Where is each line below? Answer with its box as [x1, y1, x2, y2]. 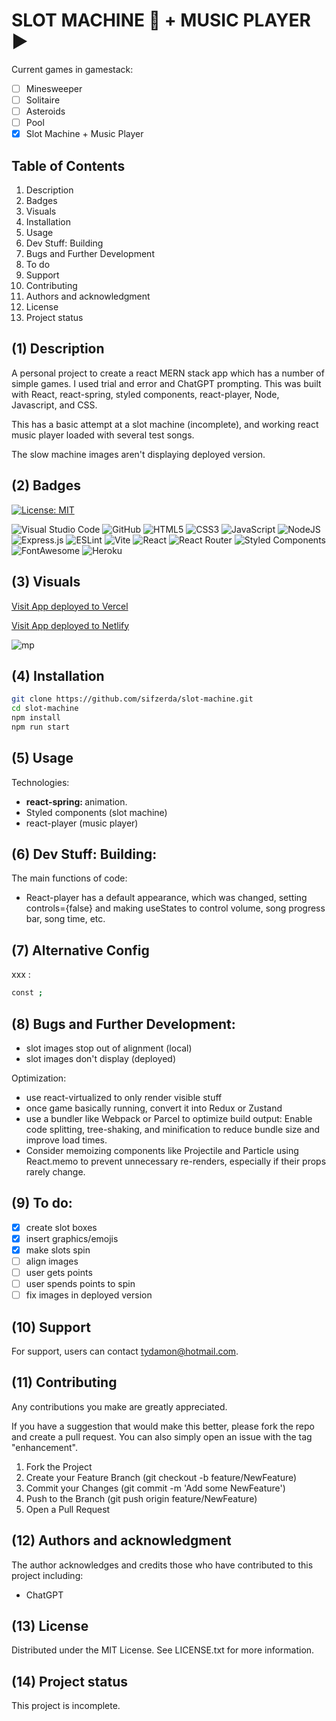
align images [25, 1255, 79, 1267]
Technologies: [11, 776, 70, 788]
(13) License [11, 1618, 89, 1635]
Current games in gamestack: [11, 63, 134, 75]
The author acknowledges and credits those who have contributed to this [11, 1559, 314, 1571]
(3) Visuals [11, 574, 81, 591]
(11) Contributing [11, 1374, 118, 1391]
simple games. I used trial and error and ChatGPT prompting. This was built [11, 377, 322, 389]
